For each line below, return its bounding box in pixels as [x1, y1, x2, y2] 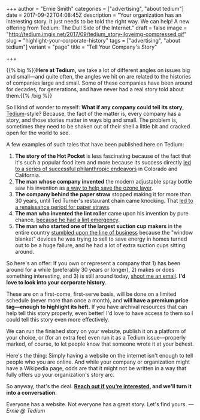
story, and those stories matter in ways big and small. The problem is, [6, 116, 178, 124]
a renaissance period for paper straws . [14, 203, 111, 211]
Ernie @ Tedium [6, 407, 46, 414]
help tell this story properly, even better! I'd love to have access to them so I [6, 310, 193, 317]
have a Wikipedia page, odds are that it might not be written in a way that [6, 365, 187, 371]
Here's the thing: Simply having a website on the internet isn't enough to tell [6, 352, 193, 359]
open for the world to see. [6, 129, 71, 136]
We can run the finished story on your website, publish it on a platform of [6, 328, 187, 335]
